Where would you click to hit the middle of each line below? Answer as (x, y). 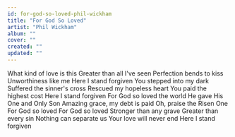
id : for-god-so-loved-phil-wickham (60, 14)
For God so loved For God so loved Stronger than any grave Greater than (113, 111)
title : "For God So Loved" (47, 20)
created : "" (25, 47)
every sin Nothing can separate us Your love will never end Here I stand (111, 118)
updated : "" (25, 54)
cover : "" (22, 40)
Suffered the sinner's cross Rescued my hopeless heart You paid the (107, 88)
